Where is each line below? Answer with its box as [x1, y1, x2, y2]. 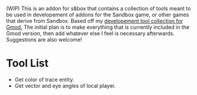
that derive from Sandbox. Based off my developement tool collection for [6, 18, 183, 24]
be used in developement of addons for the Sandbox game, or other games [6, 11, 189, 18]
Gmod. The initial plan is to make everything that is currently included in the [6, 23, 190, 30]
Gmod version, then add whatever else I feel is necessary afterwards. [6, 30, 175, 37]
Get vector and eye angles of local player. [14, 82, 116, 89]
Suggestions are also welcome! [6, 36, 83, 43]
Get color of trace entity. [14, 76, 75, 83]
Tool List [6, 57, 49, 70]
